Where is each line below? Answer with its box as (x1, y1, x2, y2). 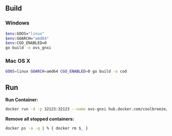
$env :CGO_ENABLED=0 (5, 40, 47, 46)
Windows (5, 19, 30, 27)
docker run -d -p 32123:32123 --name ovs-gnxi (5, 107, 106, 112)
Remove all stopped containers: (5, 116, 74, 122)
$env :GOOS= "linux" (5, 31, 45, 36)
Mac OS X (5, 57, 31, 64)
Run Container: (5, 97, 38, 103)
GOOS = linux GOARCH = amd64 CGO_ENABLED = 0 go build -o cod (5, 69, 127, 74)
